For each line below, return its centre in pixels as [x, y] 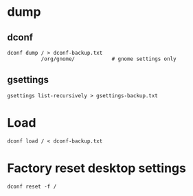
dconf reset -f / [32, 186]
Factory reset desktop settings [97, 168]
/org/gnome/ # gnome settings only [109, 59]
